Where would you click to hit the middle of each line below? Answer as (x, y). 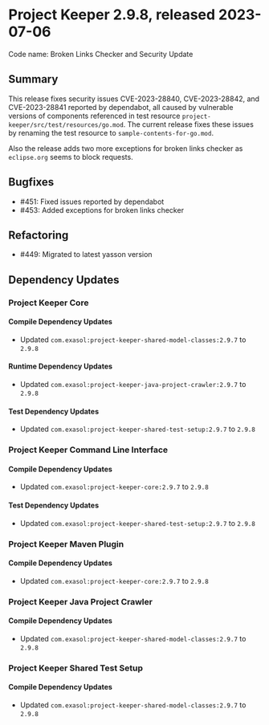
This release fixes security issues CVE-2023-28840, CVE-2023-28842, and (134, 99)
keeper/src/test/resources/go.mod (66, 125)
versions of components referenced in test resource (94, 116)
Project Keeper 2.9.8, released (112, 15)
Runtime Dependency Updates (61, 366)
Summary (33, 79)
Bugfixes (31, 182)
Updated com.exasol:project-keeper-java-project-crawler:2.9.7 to (133, 385)
